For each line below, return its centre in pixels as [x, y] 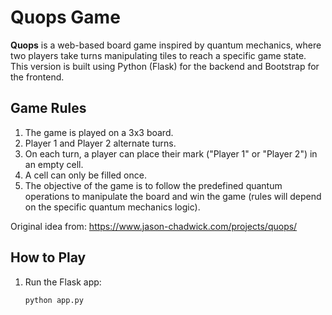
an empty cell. [54, 164]
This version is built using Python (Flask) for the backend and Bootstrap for [165, 66]
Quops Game [65, 17]
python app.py [54, 300]
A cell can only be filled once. [85, 175]
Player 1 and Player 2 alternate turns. [100, 143]
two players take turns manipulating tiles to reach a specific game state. [158, 55]
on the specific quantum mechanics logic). [112, 207]
